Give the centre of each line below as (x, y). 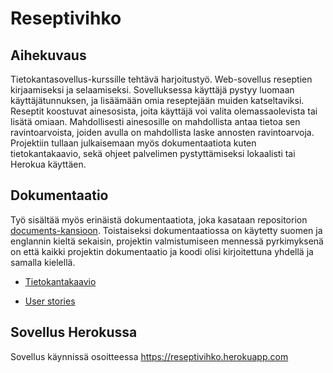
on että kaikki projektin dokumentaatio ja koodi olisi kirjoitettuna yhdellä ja (162, 251)
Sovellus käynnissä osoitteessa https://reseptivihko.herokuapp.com (149, 356)
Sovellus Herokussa (74, 332)
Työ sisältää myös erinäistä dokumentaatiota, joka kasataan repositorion (159, 219)
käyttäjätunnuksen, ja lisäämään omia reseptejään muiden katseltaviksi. (157, 100)
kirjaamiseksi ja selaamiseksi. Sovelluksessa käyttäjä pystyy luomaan (152, 90)
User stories (50, 301)
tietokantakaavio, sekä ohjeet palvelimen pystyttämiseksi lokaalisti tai (153, 153)
